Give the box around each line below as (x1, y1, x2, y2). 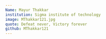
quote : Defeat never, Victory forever (5, 21, 87, 27)
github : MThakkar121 (5, 26, 49, 31)
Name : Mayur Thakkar (5, 7, 49, 13)
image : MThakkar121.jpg (5, 17, 56, 22)
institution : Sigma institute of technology (5, 12, 101, 17)
